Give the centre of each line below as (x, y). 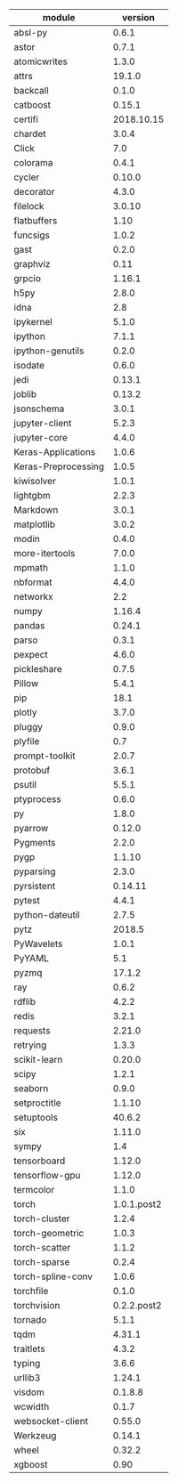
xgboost (31, 1465)
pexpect (31, 655)
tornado (30, 1320)
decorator (34, 192)
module (59, 17)
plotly (25, 713)
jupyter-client (43, 423)
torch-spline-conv (53, 1276)
